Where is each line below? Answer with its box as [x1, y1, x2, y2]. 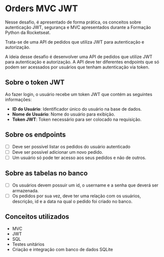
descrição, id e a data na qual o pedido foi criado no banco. [12, 198, 133, 204]
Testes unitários [12, 241, 45, 247]
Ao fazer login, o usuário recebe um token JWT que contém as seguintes [5, 91, 153, 97]
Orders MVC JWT [5, 3, 78, 14]
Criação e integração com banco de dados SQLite [12, 246, 114, 252]
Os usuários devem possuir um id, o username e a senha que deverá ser [12, 182, 159, 188]
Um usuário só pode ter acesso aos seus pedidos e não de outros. [12, 155, 146, 161]
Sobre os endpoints [5, 131, 66, 139]
